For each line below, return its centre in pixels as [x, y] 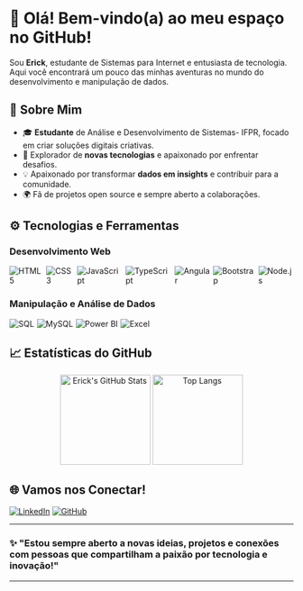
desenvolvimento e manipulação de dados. [89, 81]
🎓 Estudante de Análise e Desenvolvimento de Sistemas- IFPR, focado [156, 132]
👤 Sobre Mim [46, 110]
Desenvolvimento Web [60, 251]
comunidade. [47, 184]
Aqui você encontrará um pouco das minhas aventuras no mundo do [137, 72]
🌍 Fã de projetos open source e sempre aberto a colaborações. [141, 194]
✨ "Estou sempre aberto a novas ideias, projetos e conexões [144, 543]
